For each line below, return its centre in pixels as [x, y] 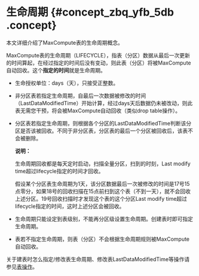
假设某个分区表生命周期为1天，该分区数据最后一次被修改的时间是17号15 [102, 183]
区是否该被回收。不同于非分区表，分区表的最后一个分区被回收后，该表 [101, 131]
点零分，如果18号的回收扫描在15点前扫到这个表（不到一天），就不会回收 [103, 191]
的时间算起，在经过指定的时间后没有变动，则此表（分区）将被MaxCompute [99, 63]
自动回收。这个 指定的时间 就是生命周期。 [56, 70]
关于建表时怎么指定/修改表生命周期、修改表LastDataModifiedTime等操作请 [98, 259]
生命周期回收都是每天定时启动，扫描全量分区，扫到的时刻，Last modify [103, 163]
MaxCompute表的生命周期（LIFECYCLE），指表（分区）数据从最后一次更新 [98, 55]
